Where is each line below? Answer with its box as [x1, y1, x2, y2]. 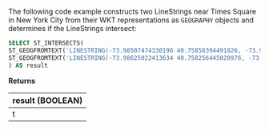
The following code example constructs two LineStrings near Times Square [8, 7, 257, 16]
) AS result [8, 61, 48, 69]
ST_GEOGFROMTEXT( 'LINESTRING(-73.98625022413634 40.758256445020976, [8, 53, 246, 62]
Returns [8, 76, 36, 85]
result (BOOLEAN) [12, 95, 82, 106]
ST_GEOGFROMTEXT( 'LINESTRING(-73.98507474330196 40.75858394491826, [8, 46, 242, 54]
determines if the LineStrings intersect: [8, 24, 137, 33]
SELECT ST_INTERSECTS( [8, 39, 84, 47]
